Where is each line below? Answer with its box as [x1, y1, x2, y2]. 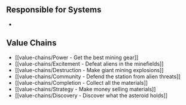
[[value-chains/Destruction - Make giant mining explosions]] [14, 66, 164, 73]
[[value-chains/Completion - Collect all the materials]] [14, 79, 148, 86]
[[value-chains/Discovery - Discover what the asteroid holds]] [14, 92, 168, 99]
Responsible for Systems [6, 5, 102, 15]
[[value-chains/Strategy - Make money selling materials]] [14, 85, 156, 92]
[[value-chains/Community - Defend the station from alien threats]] [14, 73, 181, 80]
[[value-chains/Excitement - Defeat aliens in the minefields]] [14, 60, 164, 67]
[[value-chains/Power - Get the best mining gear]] [14, 54, 139, 61]
